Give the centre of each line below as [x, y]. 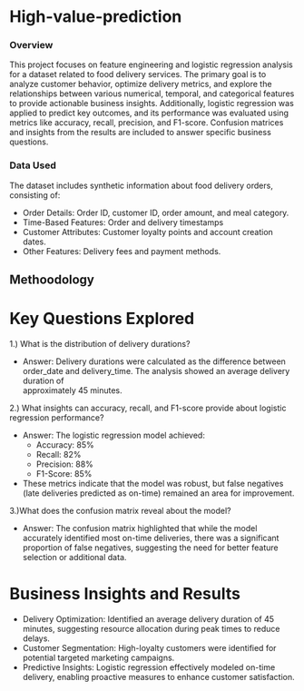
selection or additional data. [74, 558]
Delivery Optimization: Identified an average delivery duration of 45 [148, 619]
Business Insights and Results [125, 594]
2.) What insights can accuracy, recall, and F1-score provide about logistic [148, 408]
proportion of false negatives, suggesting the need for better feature [150, 548]
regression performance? [57, 418]
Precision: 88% [64, 464]
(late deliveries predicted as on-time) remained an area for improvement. [158, 493]
